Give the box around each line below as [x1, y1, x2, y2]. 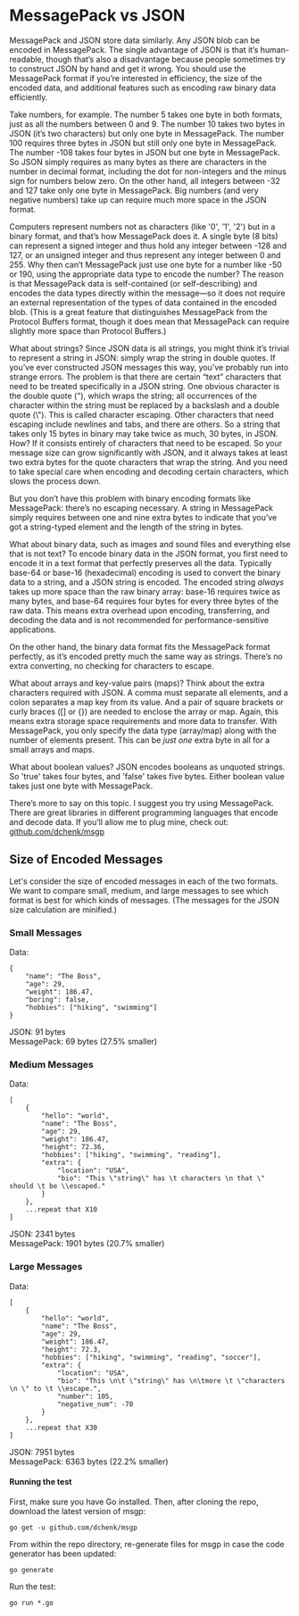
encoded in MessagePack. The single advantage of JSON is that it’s [9, 44, 259, 54]
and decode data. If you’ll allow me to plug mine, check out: [9, 816, 229, 827]
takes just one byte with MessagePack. [9, 780, 154, 791]
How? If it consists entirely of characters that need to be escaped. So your [9, 437, 283, 448]
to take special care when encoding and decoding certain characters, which [9, 466, 289, 477]
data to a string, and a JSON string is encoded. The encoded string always [9, 577, 284, 587]
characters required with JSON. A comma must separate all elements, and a [9, 687, 288, 697]
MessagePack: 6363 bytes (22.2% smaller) [9, 1456, 169, 1467]
